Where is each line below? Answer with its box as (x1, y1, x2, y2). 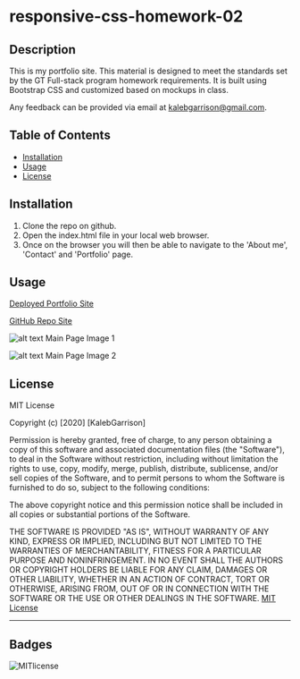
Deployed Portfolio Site (9, 298, 94, 310)
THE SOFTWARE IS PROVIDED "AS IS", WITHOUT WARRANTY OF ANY (9, 526, 270, 538)
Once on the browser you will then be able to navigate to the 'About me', (21, 239, 288, 250)
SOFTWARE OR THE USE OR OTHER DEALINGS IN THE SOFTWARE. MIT (9, 593, 277, 604)
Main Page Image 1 (45, 333, 115, 344)
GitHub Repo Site (9, 316, 73, 327)
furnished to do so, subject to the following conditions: (9, 482, 210, 493)
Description (9, 42, 76, 57)
